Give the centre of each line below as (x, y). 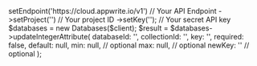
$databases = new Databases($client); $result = (88, 28)
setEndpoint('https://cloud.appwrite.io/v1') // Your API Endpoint (112, 11)
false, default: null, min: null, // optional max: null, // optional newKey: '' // (129, 45)
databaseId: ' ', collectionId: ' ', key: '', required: (168, 37)
